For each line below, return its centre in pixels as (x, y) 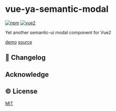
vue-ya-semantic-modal (57, 9)
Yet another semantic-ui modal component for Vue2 (58, 32)
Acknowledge (27, 75)
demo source (19, 42)
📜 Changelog (26, 58)
